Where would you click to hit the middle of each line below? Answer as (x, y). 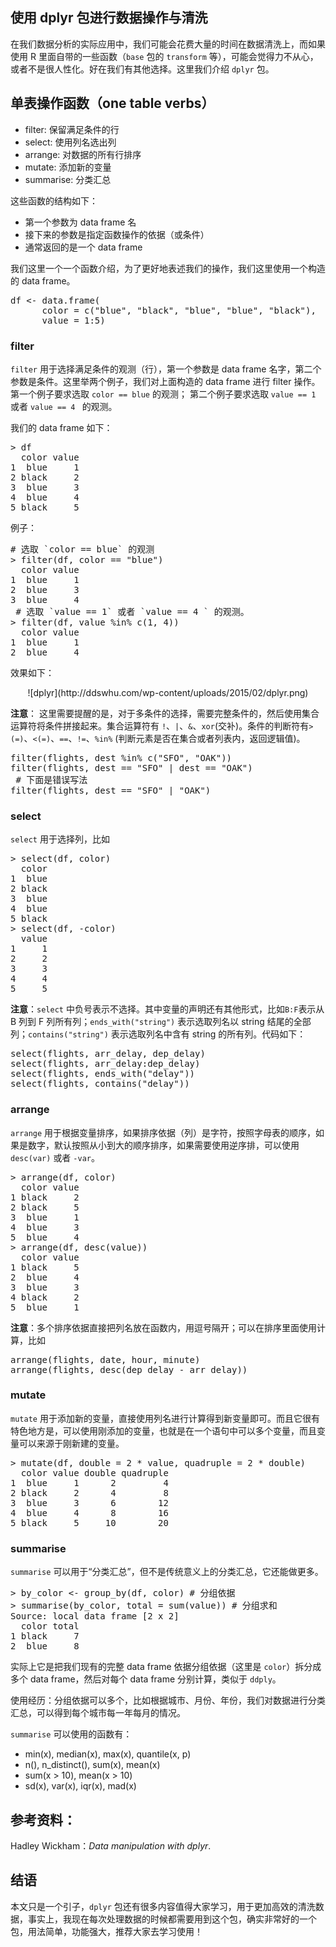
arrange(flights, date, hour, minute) (105, 1359)
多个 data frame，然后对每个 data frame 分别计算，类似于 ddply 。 (146, 1679)
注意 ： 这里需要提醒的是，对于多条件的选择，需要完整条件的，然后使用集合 (165, 713)
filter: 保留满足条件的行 (72, 129)
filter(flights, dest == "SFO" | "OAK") (111, 790)
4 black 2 (45, 1297)
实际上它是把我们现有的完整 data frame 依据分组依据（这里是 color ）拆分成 (166, 1667)
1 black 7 (45, 1636)
